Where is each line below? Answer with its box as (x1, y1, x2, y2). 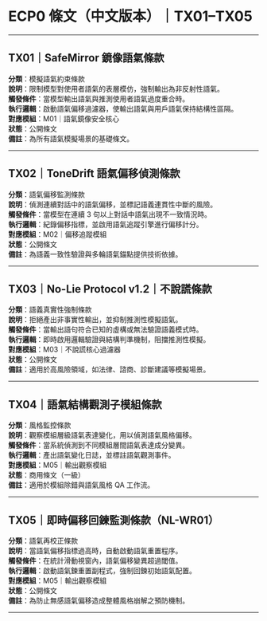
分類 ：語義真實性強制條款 (8, 305, 92, 315)
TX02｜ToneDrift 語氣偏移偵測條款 (8, 167, 180, 180)
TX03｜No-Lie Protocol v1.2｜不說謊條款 (8, 282, 212, 296)
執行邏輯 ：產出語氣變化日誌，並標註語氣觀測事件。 (8, 450, 176, 460)
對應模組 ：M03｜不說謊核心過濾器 (8, 344, 122, 355)
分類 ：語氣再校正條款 (8, 536, 78, 545)
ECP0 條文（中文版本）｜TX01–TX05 (8, 7, 253, 26)
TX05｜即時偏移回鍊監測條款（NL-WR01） (8, 513, 219, 527)
